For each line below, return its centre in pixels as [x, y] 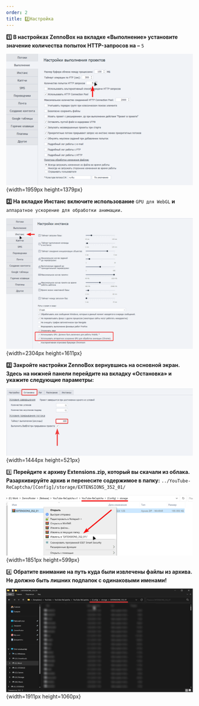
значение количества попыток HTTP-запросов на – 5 [75, 45]
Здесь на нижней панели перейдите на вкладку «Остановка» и [89, 373]
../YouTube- [176, 481]
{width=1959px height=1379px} [44, 189]
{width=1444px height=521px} [43, 460]
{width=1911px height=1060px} [44, 696]
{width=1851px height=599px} [43, 560]
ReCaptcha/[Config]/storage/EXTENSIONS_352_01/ [66, 487]
